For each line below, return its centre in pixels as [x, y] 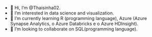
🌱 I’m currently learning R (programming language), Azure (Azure [79, 18]
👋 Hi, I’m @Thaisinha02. [35, 8]
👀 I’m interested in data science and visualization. [62, 13]
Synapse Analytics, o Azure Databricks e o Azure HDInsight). [74, 23]
